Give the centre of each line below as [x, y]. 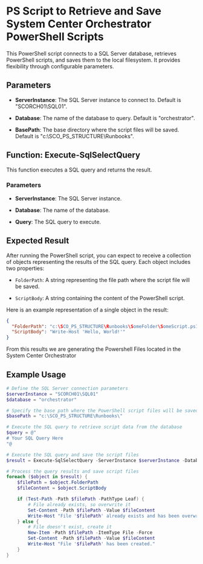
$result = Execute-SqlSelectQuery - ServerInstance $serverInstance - [96, 460]
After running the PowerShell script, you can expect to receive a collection [99, 255]
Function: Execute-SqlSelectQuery [73, 155]
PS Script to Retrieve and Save [84, 11]
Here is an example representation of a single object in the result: [88, 310]
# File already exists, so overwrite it [79, 505]
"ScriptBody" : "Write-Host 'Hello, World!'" [69, 332]
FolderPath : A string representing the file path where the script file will [102, 280]
